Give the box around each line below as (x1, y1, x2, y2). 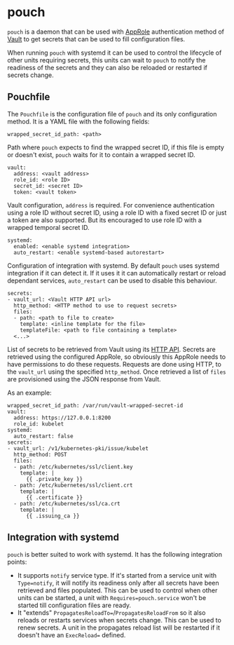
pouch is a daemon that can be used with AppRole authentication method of (7, 27, 225, 36)
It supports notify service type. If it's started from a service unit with (17, 571, 217, 579)
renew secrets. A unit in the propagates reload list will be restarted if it (17, 623, 221, 632)
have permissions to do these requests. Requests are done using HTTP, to (7, 360, 222, 368)
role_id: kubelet (13, 420, 64, 428)
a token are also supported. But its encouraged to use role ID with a (7, 215, 202, 224)
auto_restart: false (13, 433, 74, 440)
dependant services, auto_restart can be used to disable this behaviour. (7, 276, 217, 285)
